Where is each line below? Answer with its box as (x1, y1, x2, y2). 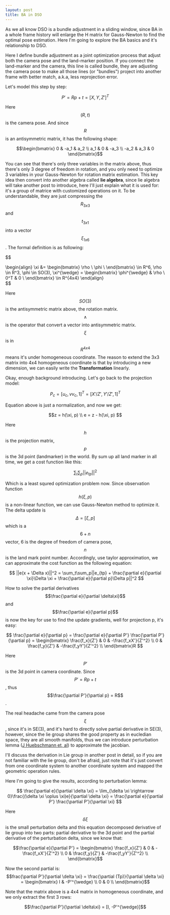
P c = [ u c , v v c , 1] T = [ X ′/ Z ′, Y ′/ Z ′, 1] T (50, 390, 121, 398)
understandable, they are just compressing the (5, 193, 103, 199)
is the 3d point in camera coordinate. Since (5, 668, 95, 675)
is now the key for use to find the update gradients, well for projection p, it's (5, 617, 164, 623)
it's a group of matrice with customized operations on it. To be (5, 188, 135, 194)
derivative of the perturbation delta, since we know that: (5, 835, 123, 841)
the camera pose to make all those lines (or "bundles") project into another (5, 68, 161, 74)
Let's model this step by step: (5, 83, 67, 89)
